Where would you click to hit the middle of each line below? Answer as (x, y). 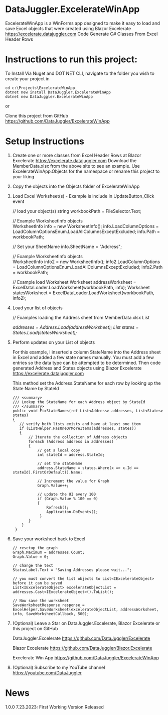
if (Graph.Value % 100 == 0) (68, 499)
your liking (23, 176)
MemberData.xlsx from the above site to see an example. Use (76, 166)
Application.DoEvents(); (72, 512)
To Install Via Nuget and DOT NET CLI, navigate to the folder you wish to (80, 73)
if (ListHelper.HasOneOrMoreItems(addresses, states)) (78, 428)
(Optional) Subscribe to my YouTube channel (59, 667)
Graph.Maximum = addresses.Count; (48, 552)
